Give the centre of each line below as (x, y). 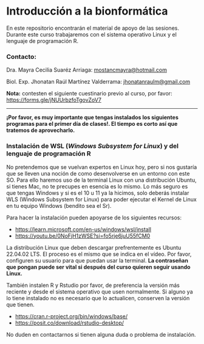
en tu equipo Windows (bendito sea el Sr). (59, 205)
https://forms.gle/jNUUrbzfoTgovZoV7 (54, 100)
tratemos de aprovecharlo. (41, 130)
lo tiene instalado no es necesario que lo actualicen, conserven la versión (98, 298)
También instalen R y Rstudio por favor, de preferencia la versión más (93, 285)
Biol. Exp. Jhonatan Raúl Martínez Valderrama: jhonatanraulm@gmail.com (98, 82)
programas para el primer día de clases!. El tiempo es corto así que (92, 124)
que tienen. (20, 304)
